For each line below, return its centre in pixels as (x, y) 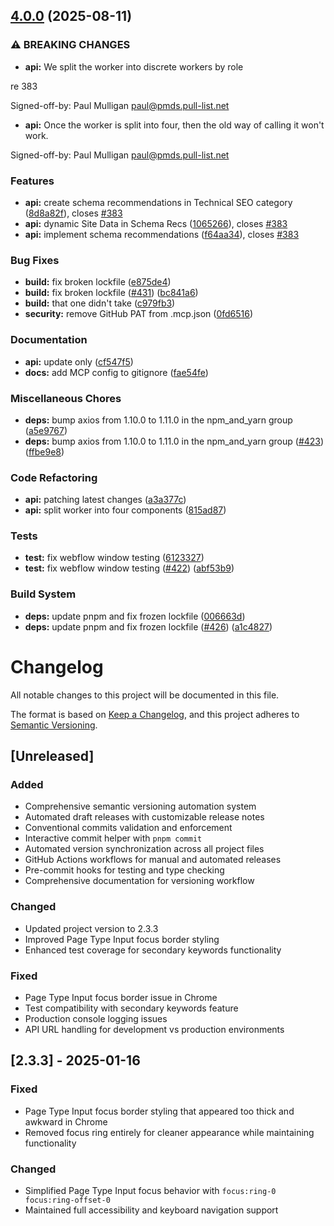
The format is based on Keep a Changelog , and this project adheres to (155, 714)
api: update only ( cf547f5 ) (79, 361)
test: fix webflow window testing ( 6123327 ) (114, 558)
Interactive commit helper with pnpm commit (113, 838)
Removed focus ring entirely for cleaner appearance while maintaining (169, 1132)
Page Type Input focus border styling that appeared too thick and (159, 1111)
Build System (43, 594)
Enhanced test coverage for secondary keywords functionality (153, 950)
